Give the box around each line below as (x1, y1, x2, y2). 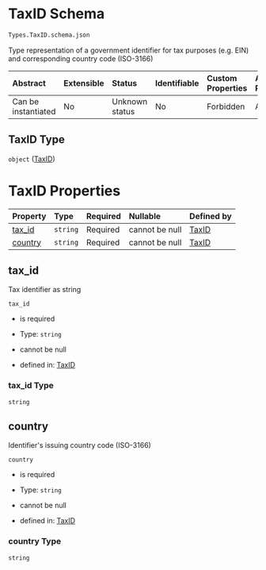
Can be (12, 96, 40, 107)
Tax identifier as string (8, 285, 82, 295)
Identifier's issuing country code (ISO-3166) (8, 441, 152, 450)
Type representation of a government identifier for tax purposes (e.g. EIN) (8, 45, 249, 55)
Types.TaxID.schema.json (8, 31, 90, 39)
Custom (207, 72, 237, 83)
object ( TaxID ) (8, 154, 55, 164)
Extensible (63, 77, 104, 88)
